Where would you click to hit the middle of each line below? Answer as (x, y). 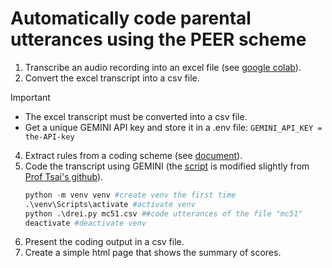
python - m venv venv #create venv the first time (130, 195)
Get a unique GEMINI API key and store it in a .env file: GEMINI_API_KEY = (173, 127)
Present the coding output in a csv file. (104, 242)
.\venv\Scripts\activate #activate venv (110, 204)
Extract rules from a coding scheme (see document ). (133, 155)
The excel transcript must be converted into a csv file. (136, 116)
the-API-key (49, 137)
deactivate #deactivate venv (85, 223)
